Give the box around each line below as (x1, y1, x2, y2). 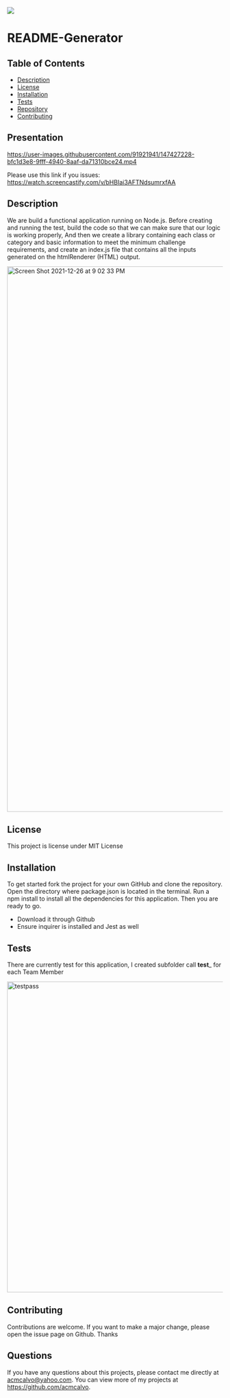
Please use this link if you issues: (7, 171, 101, 179)
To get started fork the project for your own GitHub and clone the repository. (7, 880, 222, 888)
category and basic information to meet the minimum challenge (7, 238, 186, 246)
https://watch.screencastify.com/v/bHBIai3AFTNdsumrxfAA (7, 178, 176, 186)
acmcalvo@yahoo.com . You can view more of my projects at (7, 1375, 179, 1384)
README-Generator (7, 30, 123, 46)
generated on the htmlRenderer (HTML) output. (7, 252, 140, 261)
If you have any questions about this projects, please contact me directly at (7, 1368, 219, 1376)
